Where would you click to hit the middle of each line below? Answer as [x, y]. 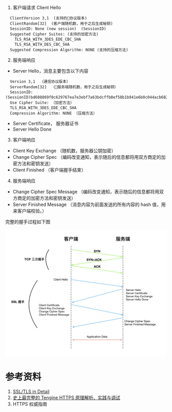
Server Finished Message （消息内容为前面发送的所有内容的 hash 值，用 [89, 204]
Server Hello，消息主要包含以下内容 [50, 71]
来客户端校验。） [30, 211]
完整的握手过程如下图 [28, 222]
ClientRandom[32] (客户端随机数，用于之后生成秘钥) [61, 24]
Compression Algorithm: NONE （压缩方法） [53, 113]
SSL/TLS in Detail [31, 392]
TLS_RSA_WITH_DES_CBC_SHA [42, 45]
